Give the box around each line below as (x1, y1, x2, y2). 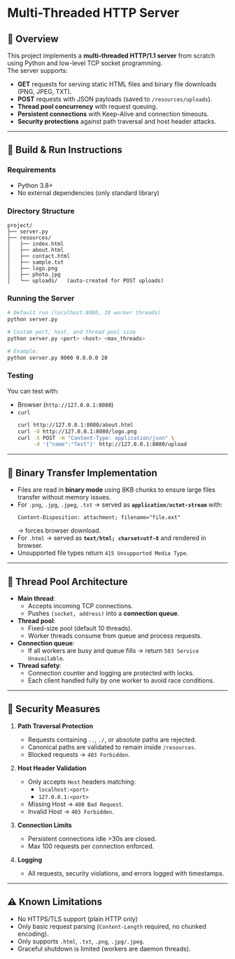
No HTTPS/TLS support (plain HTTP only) (17, 914, 138, 923)
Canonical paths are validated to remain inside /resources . (27, 742, 197, 751)
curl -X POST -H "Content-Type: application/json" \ (17, 434, 175, 441)
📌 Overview (7, 33, 59, 45)
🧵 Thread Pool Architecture (7, 575, 128, 587)
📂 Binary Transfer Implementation (7, 467, 157, 478)
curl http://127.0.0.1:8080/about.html (17, 421, 134, 429)
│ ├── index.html (7, 240, 64, 247)
